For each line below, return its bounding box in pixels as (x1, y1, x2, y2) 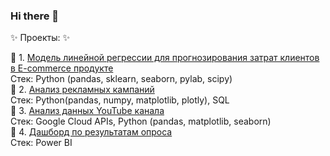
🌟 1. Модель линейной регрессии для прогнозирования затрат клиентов (10, 52, 320, 64)
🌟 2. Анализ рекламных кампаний (10, 84, 155, 96)
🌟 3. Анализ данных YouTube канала (10, 105, 165, 117)
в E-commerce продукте (10, 62, 114, 74)
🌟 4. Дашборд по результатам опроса (10, 126, 173, 138)
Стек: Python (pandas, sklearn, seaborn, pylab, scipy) (10, 73, 233, 85)
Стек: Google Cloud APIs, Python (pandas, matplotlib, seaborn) (10, 115, 272, 128)
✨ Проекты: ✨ (10, 32, 71, 44)
